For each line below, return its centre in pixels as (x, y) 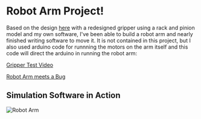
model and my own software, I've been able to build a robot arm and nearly (100, 34)
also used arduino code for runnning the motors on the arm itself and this (97, 47)
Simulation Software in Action (63, 95)
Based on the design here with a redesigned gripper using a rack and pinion (101, 28)
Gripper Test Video (30, 65)
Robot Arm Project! (55, 11)
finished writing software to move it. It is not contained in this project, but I (99, 40)
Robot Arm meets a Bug (36, 76)
